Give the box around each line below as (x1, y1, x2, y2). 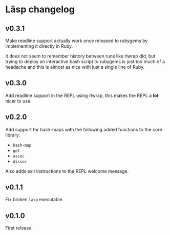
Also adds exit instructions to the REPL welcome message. (5, 168, 129, 174)
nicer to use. (5, 97, 32, 104)
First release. (5, 225, 33, 231)
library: (5, 132, 20, 138)
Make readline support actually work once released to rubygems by (5, 37, 148, 44)
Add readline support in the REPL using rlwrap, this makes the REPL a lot (5, 92, 159, 99)
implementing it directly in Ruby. (5, 43, 73, 49)
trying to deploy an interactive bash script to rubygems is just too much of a (5, 58, 165, 65)
